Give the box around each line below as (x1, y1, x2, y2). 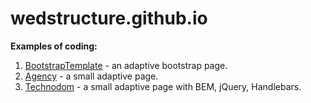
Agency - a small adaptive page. (24, 70, 159, 82)
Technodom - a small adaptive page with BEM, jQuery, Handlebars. (24, 80, 302, 92)
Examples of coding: (10, 40, 98, 52)
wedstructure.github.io (10, 7, 208, 30)
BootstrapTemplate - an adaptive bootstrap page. (24, 59, 228, 71)
